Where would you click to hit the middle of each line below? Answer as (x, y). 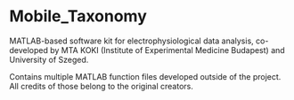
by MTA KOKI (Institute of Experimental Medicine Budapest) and (167, 50)
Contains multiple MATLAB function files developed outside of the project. (145, 76)
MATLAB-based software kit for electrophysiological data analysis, (131, 41)
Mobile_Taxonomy (78, 16)
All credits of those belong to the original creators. (101, 86)
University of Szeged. (49, 59)
